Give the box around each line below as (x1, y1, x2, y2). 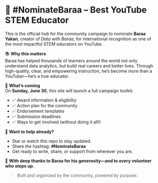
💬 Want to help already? (5, 129, 54, 134)
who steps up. (5, 163, 34, 169)
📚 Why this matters (5, 50, 46, 56)
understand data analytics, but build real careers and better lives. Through (5, 63, 154, 68)
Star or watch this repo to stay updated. (12, 138, 92, 144)
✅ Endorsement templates (12, 108, 64, 114)
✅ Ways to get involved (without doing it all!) (12, 119, 101, 125)
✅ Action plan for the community (12, 102, 78, 108)
